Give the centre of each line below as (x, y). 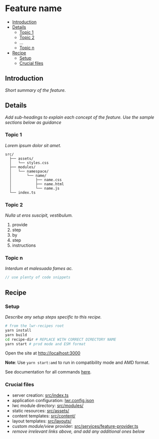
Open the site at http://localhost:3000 (43, 353)
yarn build (16, 335)
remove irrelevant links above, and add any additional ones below (78, 431)
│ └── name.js (35, 188)
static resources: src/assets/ (41, 410)
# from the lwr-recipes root (35, 326)
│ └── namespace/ (29, 171)
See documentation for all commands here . (48, 372)
